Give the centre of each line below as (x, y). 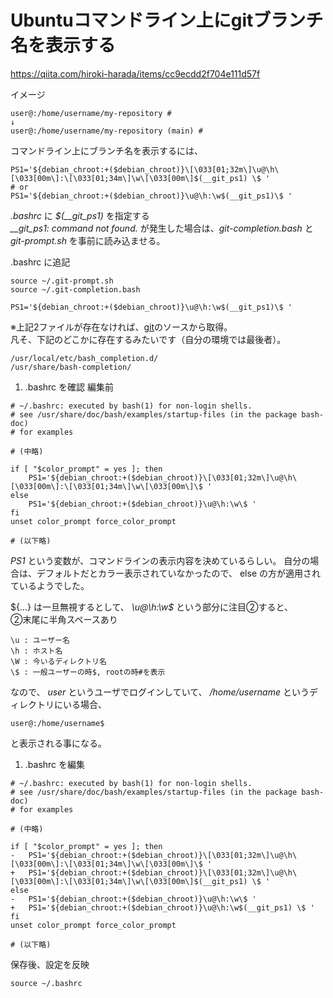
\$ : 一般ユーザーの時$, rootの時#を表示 (88, 672)
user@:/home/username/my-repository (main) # (106, 131)
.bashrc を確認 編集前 (69, 387)
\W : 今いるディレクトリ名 (58, 661)
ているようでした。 (50, 585)
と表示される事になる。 (58, 743)
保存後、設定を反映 (50, 964)
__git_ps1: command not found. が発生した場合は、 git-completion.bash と (162, 228)
